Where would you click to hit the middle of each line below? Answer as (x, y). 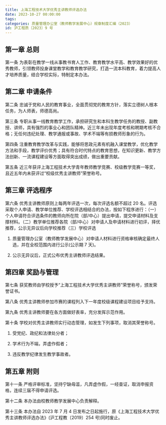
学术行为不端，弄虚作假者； (41, 344)
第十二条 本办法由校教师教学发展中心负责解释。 (53, 401)
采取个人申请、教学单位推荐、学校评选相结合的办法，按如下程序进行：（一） (82, 209)
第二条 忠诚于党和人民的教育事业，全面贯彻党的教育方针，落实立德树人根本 (82, 104)
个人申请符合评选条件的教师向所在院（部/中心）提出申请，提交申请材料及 (80, 215)
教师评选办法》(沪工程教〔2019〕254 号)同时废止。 (70, 418)
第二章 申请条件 (29, 92)
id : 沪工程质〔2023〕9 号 (29, 28)
